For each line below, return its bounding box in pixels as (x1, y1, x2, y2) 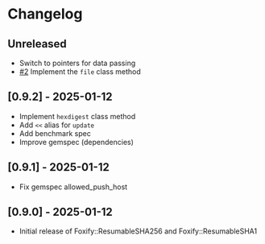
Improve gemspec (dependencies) (19, 137, 135, 147)
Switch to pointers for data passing (19, 58, 136, 68)
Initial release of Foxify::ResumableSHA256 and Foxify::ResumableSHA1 (19, 226, 258, 236)
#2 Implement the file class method (19, 67, 142, 77)
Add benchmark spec (19, 128, 92, 138)
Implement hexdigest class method (19, 111, 136, 121)
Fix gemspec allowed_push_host (19, 182, 128, 192)
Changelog (7, 5, 83, 23)
